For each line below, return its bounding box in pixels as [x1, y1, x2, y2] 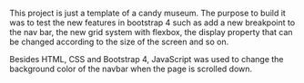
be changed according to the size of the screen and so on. [9, 36, 229, 47]
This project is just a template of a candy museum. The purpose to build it [9, 8, 287, 18]
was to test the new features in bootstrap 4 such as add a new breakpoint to [9, 17, 296, 28]
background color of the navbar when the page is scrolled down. [9, 63, 253, 74]
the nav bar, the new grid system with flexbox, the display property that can [9, 27, 293, 37]
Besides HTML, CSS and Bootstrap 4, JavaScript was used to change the [9, 54, 284, 64]
